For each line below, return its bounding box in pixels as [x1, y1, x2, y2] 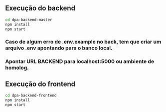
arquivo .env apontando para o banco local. [5, 44, 113, 51]
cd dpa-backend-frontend [5, 93, 57, 98]
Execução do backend [5, 4, 76, 12]
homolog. [5, 64, 29, 71]
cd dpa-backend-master [5, 17, 52, 22]
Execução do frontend [5, 79, 76, 88]
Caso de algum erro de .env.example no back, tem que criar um [5, 38, 162, 45]
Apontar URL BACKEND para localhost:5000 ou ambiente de [5, 58, 155, 65]
